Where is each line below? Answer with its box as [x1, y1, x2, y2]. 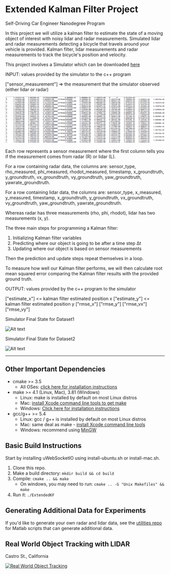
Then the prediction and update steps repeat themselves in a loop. [5, 256, 144, 262]
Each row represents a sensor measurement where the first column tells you [5, 148, 164, 154]
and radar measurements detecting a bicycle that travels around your [5, 40, 149, 47]
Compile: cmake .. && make [12, 475, 69, 481]
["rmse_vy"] [5, 306, 30, 312]
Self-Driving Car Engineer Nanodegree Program [5, 20, 105, 26]
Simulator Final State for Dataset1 [5, 316, 75, 322]
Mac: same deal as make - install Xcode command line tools [20, 421, 146, 427]
